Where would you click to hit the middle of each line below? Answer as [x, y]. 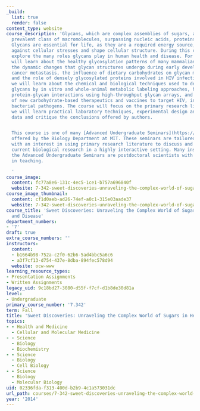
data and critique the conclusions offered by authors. [82, 117]
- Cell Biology [30, 366]
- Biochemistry [30, 349]
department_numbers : [32, 221]
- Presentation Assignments [41, 277]
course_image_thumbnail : [37, 194]
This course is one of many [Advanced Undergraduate [78, 133]
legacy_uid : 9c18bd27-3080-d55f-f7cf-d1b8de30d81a [70, 288]
